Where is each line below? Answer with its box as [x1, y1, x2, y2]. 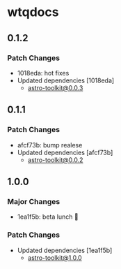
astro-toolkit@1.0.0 [27, 253, 82, 262]
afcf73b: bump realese [17, 140, 83, 149]
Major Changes [7, 196, 60, 206]
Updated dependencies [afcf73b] [17, 148, 113, 157]
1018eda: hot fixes [17, 68, 70, 77]
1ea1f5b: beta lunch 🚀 [17, 212, 79, 221]
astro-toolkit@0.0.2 [27, 155, 83, 164]
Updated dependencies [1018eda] [17, 76, 115, 85]
